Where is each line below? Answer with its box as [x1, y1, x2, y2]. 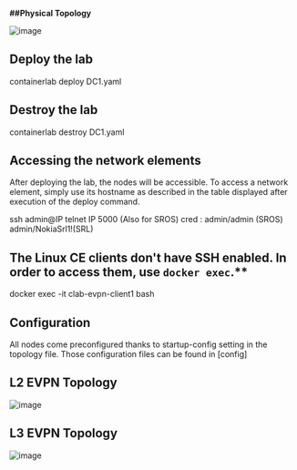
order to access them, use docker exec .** [9, 264, 249, 280]
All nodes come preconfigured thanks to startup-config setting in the [9, 339, 268, 350]
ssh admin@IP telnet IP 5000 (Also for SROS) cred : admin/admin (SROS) [9, 214, 284, 225]
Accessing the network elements [9, 153, 202, 169]
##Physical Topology [9, 8, 92, 18]
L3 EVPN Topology [9, 425, 118, 441]
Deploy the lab [9, 52, 94, 67]
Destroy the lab [9, 102, 98, 117]
